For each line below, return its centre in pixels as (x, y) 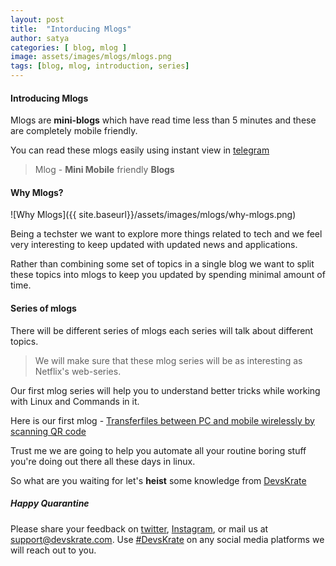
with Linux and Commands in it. (75, 401)
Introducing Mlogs (49, 98)
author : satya (40, 38)
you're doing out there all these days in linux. (103, 461)
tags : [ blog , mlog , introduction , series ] (100, 66)
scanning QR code (48, 431)
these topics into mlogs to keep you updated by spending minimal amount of (168, 275)
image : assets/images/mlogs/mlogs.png (91, 57)
